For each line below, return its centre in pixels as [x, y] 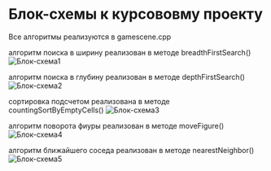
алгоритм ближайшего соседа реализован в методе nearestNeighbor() [131, 150]
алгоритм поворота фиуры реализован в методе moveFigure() [116, 125]
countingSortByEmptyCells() [56, 110]
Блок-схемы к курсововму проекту [135, 14]
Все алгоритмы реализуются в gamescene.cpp [90, 37]
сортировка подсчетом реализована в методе [89, 101]
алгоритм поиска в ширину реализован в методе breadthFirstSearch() [130, 52]
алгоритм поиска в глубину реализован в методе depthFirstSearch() [127, 77]
